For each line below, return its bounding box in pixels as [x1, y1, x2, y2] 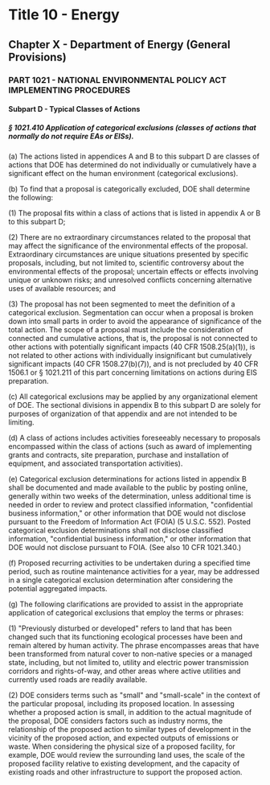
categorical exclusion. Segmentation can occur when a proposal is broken [8, 308, 254, 318]
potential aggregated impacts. [8, 584, 108, 594]
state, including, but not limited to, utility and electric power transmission [8, 658, 249, 668]
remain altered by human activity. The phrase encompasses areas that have [8, 641, 260, 651]
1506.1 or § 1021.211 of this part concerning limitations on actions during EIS [8, 368, 258, 377]
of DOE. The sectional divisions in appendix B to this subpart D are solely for [8, 401, 261, 410]
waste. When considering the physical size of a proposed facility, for [8, 742, 235, 751]
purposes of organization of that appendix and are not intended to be [8, 409, 238, 419]
